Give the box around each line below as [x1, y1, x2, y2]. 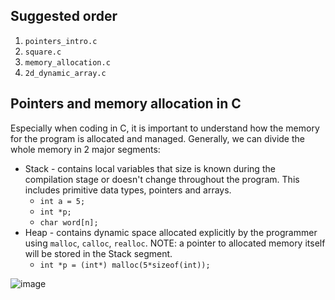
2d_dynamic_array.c [24, 68, 107, 78]
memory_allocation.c [24, 57, 111, 68]
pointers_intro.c [24, 36, 98, 46]
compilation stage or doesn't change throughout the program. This [24, 173, 300, 185]
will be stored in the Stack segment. [24, 247, 173, 259]
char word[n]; [39, 217, 99, 228]
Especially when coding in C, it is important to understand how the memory [10, 122, 320, 134]
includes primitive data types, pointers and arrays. [24, 184, 232, 196]
